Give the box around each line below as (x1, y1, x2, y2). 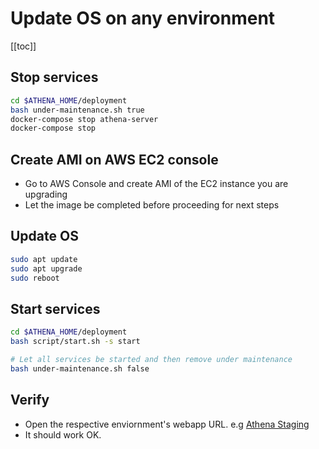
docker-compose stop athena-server (10, 114, 159, 124)
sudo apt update (10, 254, 78, 264)
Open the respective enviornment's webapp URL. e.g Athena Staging (24, 418, 310, 430)
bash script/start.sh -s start (10, 337, 141, 347)
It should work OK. (24, 428, 102, 441)
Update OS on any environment (10, 7, 276, 30)
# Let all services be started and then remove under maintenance (10, 355, 293, 365)
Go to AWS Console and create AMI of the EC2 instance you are (24, 178, 289, 190)
